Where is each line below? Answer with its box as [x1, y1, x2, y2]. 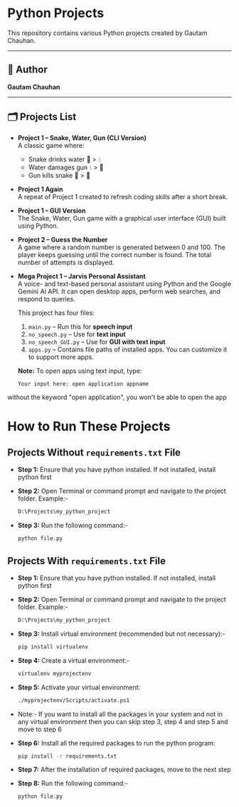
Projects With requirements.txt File [7, 555, 166, 567]
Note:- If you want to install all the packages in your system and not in [17, 709, 223, 718]
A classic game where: [17, 141, 85, 149]
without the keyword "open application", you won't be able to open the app [7, 393, 228, 401]
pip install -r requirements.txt [17, 752, 117, 760]
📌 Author [7, 64, 48, 76]
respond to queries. [17, 294, 76, 303]
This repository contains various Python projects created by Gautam [7, 29, 208, 37]
